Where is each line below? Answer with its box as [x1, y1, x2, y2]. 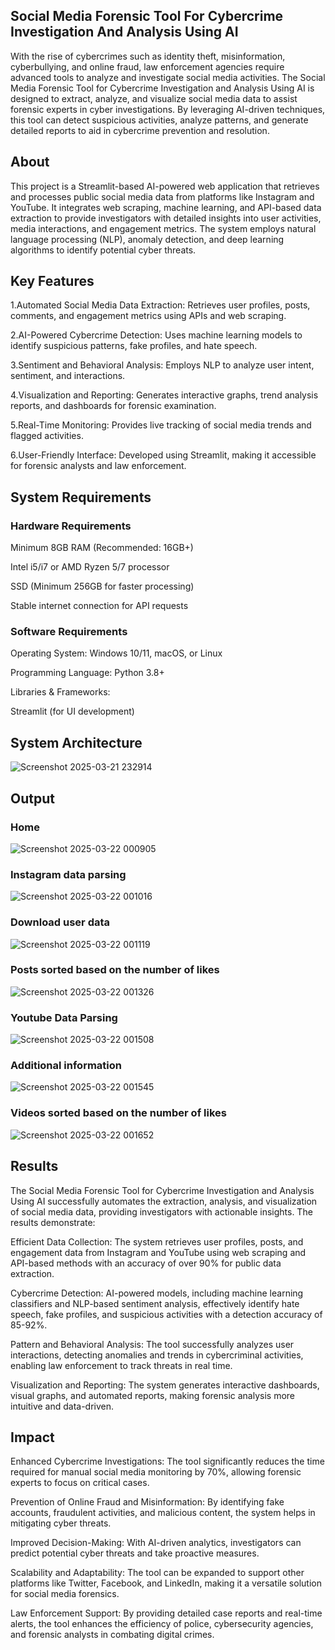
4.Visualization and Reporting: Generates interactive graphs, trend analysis [10, 389, 319, 401]
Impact [10, 1429, 55, 1446]
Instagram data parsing [10, 867, 127, 881]
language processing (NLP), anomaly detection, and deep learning [10, 233, 285, 245]
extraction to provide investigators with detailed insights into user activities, [10, 212, 322, 224]
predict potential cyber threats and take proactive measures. [10, 1547, 260, 1559]
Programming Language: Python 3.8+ [10, 667, 165, 679]
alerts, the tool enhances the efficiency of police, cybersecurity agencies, [10, 1618, 314, 1630]
